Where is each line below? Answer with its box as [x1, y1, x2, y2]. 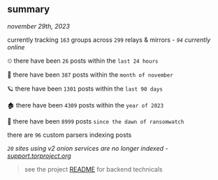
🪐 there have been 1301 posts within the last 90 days [7, 84, 163, 93]
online [7, 43, 25, 51]
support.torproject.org [7, 151, 71, 160]
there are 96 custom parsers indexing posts [7, 130, 132, 139]
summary [7, 3, 50, 15]
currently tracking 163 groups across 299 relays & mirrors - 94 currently [7, 36, 211, 44]
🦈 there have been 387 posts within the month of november [7, 70, 173, 79]
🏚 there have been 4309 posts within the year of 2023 [7, 100, 164, 109]
